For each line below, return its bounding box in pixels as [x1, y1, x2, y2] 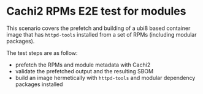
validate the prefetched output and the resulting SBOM [15, 67, 154, 74]
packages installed [15, 81, 63, 88]
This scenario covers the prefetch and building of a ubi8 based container [6, 24, 191, 32]
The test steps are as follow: [6, 49, 78, 56]
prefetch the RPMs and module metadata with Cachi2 [15, 61, 151, 68]
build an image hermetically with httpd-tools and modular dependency [15, 74, 196, 81]
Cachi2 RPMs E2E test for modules [6, 4, 186, 18]
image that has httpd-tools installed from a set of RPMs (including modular [6, 31, 197, 38]
